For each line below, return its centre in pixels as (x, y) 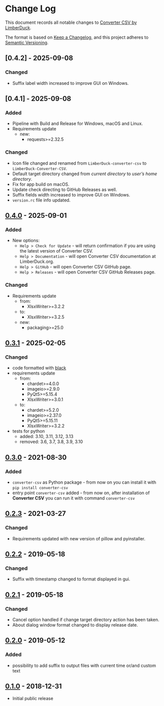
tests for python (28, 431)
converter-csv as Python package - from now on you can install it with (84, 482)
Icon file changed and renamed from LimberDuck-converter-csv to (80, 163)
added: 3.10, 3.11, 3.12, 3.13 (46, 437)
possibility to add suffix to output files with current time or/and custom (84, 665)
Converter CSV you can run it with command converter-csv (74, 498)
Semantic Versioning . (27, 42)
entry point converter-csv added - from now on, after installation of (81, 493)
